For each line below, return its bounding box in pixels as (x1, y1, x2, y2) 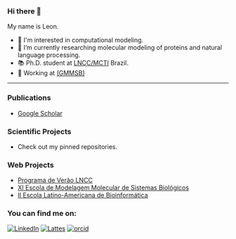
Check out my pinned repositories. (17, 142, 118, 150)
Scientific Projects (7, 127, 72, 136)
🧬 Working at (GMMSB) (17, 69, 86, 77)
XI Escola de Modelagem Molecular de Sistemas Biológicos (17, 183, 190, 192)
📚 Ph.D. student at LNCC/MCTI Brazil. (17, 59, 129, 67)
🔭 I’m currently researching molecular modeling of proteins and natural (17, 44, 223, 52)
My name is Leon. (7, 22, 59, 31)
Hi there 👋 (7, 6, 42, 16)
